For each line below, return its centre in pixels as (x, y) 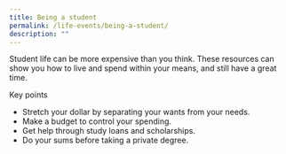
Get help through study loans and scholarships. (108, 131)
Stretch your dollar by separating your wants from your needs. (136, 112)
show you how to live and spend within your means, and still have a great (143, 68)
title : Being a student (53, 17)
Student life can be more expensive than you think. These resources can (142, 59)
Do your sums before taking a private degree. (105, 140)
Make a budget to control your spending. (96, 121)
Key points (29, 95)
